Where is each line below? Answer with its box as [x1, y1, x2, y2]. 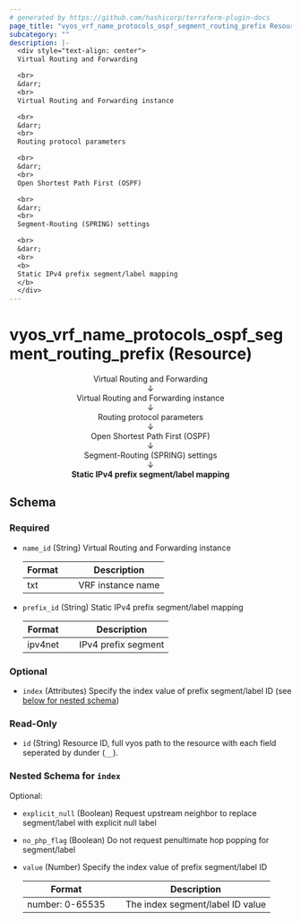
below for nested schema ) [21, 695, 119, 706]
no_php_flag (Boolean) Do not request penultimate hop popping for [21, 834, 270, 845]
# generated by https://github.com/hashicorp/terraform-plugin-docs [9, 13, 271, 22]
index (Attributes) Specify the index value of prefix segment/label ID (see [21, 686, 292, 697]
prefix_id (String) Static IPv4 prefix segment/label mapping [21, 601, 244, 612]
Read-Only [9, 717, 58, 730]
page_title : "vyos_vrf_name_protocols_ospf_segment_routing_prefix [9, 22, 267, 31]
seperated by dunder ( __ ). [21, 747, 119, 759]
